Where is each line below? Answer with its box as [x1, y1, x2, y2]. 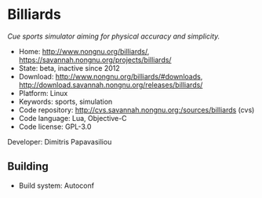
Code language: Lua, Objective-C [18, 113, 127, 123]
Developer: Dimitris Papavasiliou [7, 137, 112, 146]
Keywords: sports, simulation [18, 97, 113, 106]
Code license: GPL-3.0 [18, 122, 92, 131]
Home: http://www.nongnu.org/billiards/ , [18, 46, 150, 56]
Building [7, 159, 49, 174]
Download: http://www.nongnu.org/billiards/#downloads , [18, 71, 203, 81]
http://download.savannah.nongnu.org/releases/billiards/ [18, 80, 203, 90]
